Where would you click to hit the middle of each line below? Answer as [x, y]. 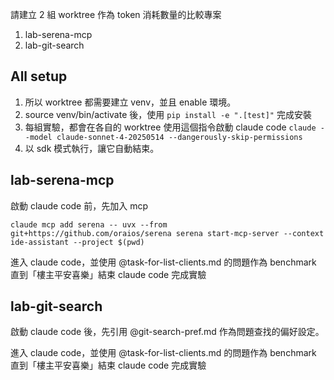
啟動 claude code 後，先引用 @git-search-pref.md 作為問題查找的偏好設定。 [167, 332]
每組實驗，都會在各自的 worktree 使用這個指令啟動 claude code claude [170, 127]
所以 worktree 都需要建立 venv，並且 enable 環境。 [130, 102]
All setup [39, 76]
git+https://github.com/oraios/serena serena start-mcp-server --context [167, 233]
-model [38, 137]
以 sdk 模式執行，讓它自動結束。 [92, 148]
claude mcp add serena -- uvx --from [89, 224]
